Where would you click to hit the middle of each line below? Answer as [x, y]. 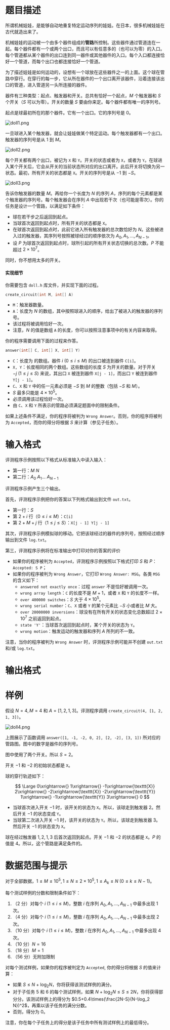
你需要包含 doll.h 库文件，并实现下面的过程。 [53, 285]
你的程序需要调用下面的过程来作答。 [43, 341]
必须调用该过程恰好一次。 [39, 399]
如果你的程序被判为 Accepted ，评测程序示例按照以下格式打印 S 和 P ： [84, 561]
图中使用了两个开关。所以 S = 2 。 [40, 755]
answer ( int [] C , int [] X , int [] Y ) [43, 351]
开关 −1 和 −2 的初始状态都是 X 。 [39, 765]
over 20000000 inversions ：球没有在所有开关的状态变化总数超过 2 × [91, 612]
